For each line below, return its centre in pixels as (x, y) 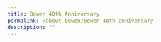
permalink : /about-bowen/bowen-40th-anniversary (80, 21)
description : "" (31, 27)
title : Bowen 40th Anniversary (54, 14)
